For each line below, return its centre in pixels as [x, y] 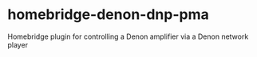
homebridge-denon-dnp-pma [108, 15]
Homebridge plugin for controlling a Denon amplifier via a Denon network [128, 36]
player [18, 44]
